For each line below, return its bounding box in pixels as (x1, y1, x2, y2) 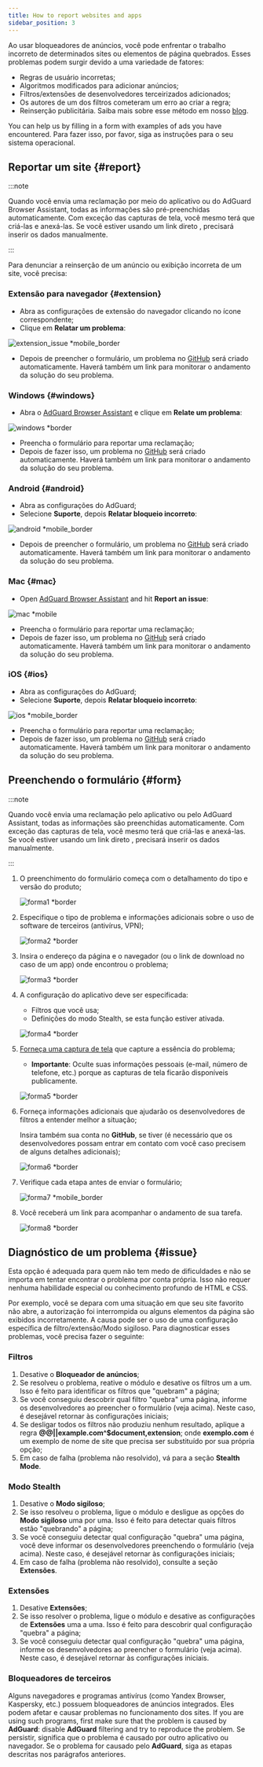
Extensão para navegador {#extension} (8, 289, 162, 300)
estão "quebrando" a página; (19, 1524, 114, 1533)
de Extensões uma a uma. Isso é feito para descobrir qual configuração (19, 1620, 253, 1629)
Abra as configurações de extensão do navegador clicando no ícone (19, 306, 242, 315)
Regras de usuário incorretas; (19, 72, 116, 82)
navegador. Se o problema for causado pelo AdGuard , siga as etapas (8, 1741, 232, 1750)
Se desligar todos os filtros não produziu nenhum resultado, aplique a (19, 1419, 245, 1429)
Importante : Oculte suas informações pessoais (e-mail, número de (31, 1059, 248, 1069)
